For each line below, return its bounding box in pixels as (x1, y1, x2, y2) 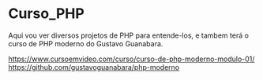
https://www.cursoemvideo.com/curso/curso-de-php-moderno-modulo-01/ (8, 54, 255, 64)
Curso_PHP (8, 5, 85, 23)
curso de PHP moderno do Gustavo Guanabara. (8, 38, 163, 48)
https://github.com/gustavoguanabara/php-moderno (8, 62, 180, 71)
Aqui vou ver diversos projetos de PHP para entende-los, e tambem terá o (8, 31, 249, 40)
